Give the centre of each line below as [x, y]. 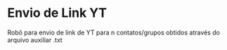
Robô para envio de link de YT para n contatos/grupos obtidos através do [113, 32]
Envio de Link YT [57, 13]
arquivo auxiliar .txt [35, 39]
